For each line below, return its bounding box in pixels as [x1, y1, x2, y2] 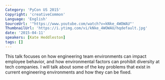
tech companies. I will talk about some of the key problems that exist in [5, 64, 151, 70]
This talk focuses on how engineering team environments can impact [5, 53, 147, 59]
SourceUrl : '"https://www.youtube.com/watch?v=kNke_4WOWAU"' [5, 21, 135, 26]
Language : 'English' [5, 16, 48, 21]
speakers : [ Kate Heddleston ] [5, 35, 66, 40]
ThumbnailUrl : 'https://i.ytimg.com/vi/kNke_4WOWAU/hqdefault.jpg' [5, 26, 148, 31]
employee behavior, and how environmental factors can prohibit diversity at [5, 58, 160, 65]
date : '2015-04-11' [5, 30, 46, 35]
